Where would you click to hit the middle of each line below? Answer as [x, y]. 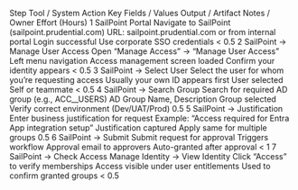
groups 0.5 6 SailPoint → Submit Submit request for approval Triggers [139, 137]
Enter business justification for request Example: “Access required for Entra [149, 118]
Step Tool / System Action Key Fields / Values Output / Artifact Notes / [140, 13]
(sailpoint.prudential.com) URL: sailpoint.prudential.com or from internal [143, 32]
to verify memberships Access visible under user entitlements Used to [140, 166]
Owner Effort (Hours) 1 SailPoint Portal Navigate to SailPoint [120, 23]
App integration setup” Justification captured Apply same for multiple [139, 128]
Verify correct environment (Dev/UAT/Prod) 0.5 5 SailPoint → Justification [146, 109]
